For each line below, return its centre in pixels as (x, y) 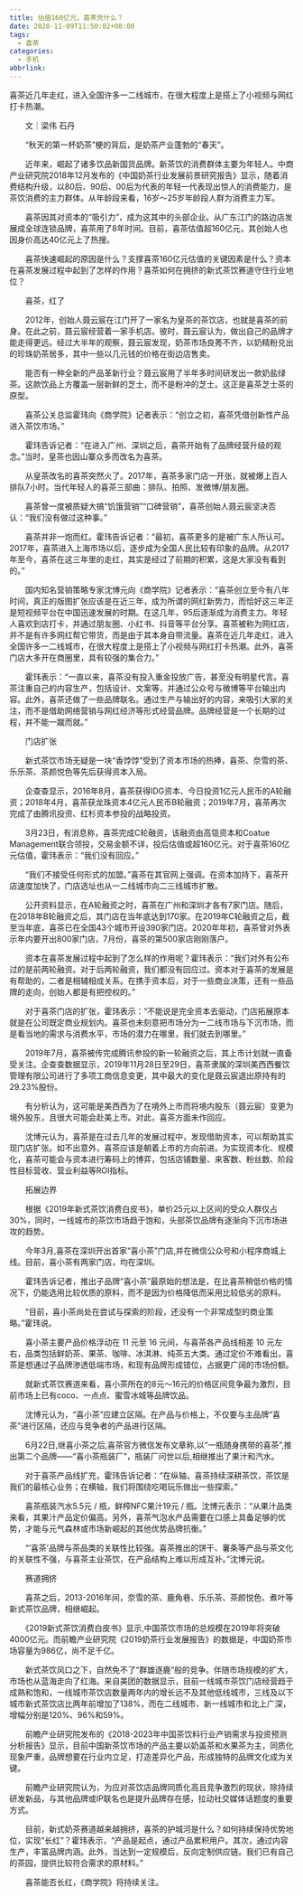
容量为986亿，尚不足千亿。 (68, 1650)
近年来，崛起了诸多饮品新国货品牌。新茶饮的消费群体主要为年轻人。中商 (159, 164)
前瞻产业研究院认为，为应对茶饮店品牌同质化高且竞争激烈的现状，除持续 (159, 1787)
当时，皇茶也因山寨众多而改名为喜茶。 (96, 456)
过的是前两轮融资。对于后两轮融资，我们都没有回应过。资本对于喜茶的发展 (147, 969)
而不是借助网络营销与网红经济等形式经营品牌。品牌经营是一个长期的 (151, 710)
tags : (19, 34)
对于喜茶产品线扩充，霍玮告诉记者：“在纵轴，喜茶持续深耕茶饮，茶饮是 (157, 1475)
